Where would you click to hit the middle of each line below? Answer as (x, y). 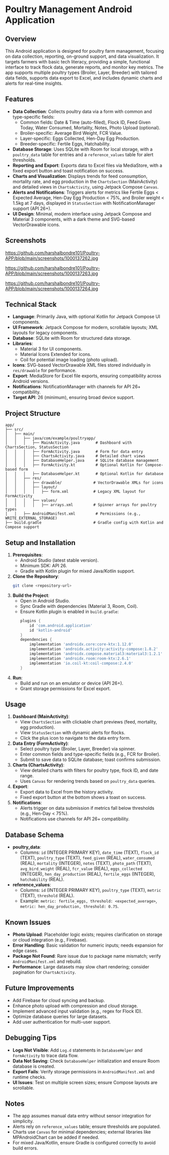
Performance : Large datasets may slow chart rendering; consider (81, 967)
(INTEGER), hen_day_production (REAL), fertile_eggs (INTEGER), (88, 874)
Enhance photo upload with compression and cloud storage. (75, 1005)
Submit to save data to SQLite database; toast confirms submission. (91, 760)
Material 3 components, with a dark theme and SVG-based (74, 219)
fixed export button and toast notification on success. (68, 170)
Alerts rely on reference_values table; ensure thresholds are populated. (87, 1127)
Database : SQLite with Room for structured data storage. (72, 338)
